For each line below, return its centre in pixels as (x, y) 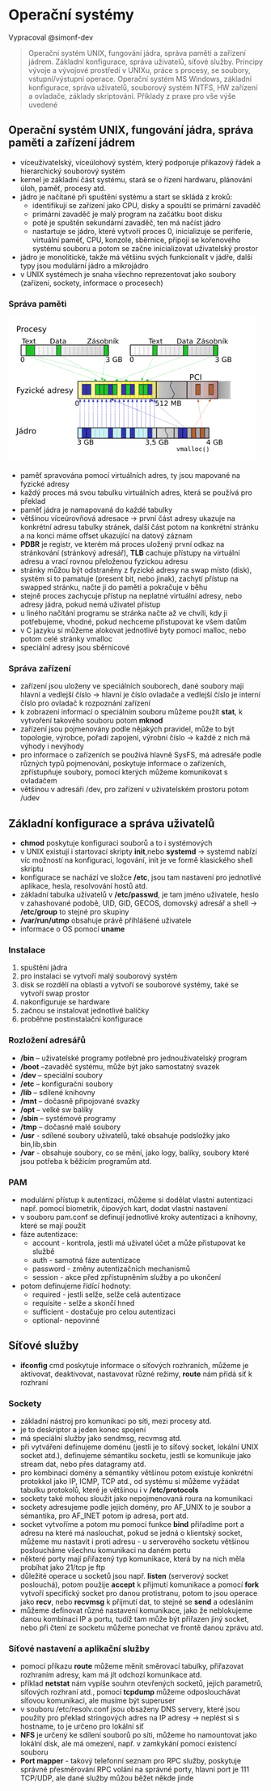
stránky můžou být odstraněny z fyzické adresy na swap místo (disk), (136, 570)
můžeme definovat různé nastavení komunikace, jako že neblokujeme (136, 1610)
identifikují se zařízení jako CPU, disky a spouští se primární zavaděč (146, 205)
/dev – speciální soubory (61, 1075)
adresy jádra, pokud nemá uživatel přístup (90, 604)
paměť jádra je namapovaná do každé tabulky (96, 510)
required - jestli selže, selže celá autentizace (106, 1294)
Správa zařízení (40, 668)
